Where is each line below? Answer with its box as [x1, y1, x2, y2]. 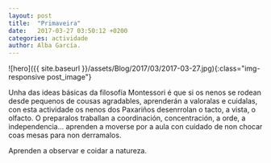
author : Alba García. [8, 42, 81, 50]
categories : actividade [8, 34, 89, 43]
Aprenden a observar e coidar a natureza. [8, 146, 148, 156]
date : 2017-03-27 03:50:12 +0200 [8, 26, 128, 35]
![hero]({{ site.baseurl [8, 63, 81, 73]
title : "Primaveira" [8, 19, 81, 27]
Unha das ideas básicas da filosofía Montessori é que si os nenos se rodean [8, 88, 262, 97]
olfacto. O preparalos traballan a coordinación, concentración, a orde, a [8, 113, 246, 123]
